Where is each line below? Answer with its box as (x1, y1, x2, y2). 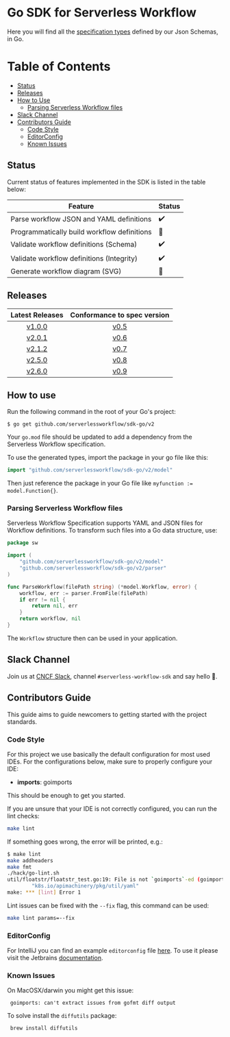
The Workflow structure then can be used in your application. (7, 634, 178, 642)
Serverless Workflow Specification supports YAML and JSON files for (7, 519, 203, 527)
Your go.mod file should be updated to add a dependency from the (7, 433, 193, 441)
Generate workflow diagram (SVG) (10, 266, 122, 276)
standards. (7, 718, 38, 726)
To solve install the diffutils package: (7, 1012, 117, 1020)
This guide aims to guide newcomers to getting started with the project (7, 710, 207, 718)
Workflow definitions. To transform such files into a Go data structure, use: (7, 526, 218, 535)
